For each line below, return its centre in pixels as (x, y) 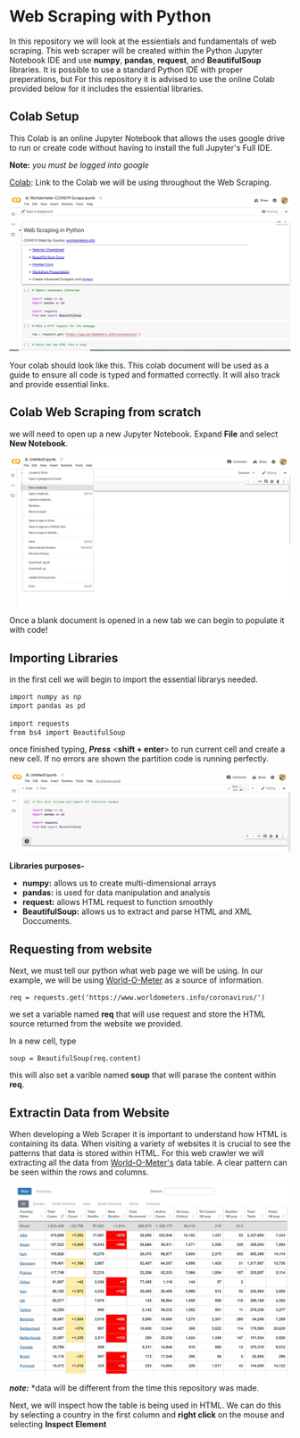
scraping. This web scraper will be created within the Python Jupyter (136, 50)
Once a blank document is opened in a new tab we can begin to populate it (147, 620)
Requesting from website (81, 949)
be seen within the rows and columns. (79, 1172)
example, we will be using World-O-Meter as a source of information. (137, 980)
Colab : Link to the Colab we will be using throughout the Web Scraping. (141, 182)
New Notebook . (39, 443)
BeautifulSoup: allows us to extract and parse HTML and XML (137, 911)
